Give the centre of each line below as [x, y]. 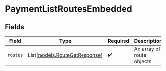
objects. [144, 61]
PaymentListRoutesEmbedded [69, 9]
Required [119, 41]
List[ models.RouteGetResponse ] [65, 55]
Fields [15, 27]
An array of [147, 49]
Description [148, 41]
